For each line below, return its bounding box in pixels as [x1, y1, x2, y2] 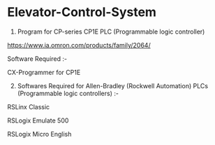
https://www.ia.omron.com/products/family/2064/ [7, 41, 151, 49]
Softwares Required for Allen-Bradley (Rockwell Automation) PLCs [17, 81, 208, 90]
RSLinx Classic [7, 102, 50, 111]
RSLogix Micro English [7, 130, 72, 138]
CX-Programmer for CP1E [7, 68, 81, 76]
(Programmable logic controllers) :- [17, 89, 119, 97]
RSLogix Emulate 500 [7, 116, 69, 125]
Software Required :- [7, 54, 68, 63]
